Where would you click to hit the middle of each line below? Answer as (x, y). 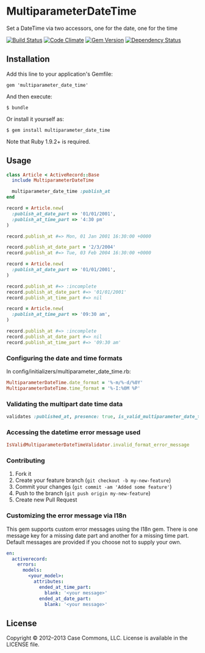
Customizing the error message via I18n (67, 516)
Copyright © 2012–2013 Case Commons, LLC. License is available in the (97, 638)
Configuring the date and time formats (64, 358)
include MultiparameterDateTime (53, 181)
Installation (28, 59)
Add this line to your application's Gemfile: (59, 74)
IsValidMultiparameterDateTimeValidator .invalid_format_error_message (98, 445)
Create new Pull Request (46, 500)
